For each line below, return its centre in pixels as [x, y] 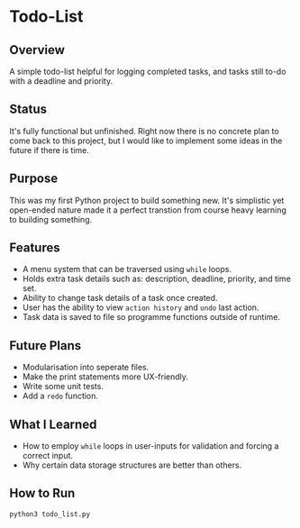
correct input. [48, 456]
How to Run [42, 493]
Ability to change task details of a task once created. [120, 298]
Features [35, 248]
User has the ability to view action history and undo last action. [141, 307]
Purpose [34, 179]
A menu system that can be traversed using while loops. [127, 269]
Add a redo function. [60, 396]
